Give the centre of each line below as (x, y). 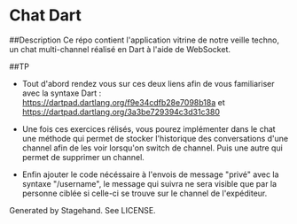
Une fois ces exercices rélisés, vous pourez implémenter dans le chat (149, 128)
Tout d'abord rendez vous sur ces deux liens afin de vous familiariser (148, 83)
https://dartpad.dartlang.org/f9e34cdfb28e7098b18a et (123, 102)
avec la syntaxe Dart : (62, 93)
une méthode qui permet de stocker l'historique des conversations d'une (155, 138)
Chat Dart (45, 15)
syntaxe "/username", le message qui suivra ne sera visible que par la (149, 183)
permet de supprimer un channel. (83, 157)
